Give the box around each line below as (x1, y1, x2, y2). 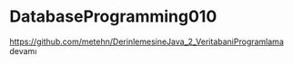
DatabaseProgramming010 (9, 6, 217, 27)
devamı (9, 45, 37, 56)
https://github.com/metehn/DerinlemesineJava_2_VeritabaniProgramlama (9, 36, 284, 47)
